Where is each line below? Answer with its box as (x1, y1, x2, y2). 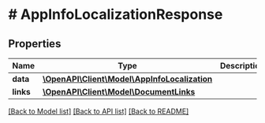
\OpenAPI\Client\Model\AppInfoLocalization (42, 73, 213, 84)
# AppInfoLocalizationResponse (8, 6, 223, 24)
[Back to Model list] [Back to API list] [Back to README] (8, 106, 189, 116)
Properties (8, 37, 62, 50)
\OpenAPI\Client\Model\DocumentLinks (42, 87, 196, 97)
